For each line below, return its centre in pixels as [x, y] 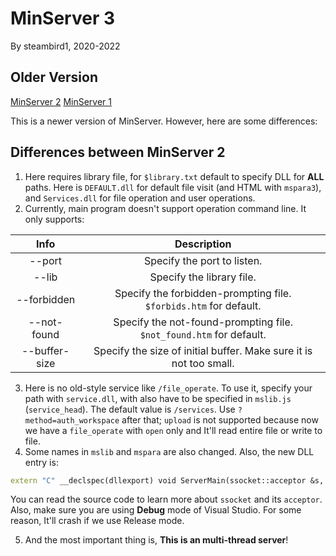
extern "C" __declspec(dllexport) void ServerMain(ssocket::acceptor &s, [167, 480]
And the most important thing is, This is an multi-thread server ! [156, 540]
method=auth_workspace [72, 420]
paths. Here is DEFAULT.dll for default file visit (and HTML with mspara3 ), [173, 187]
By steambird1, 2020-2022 [65, 46]
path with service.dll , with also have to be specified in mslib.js [158, 398]
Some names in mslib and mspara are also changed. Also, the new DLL [169, 451]
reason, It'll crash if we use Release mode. [97, 521]
